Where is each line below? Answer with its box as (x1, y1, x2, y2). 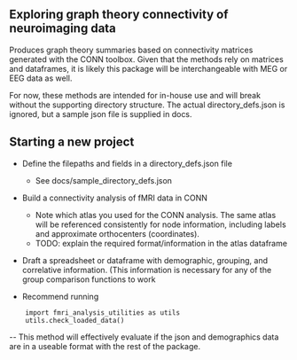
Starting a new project (9, 135, 135, 150)
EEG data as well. (9, 73, 73, 83)
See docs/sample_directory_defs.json (35, 175, 173, 185)
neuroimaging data (9, 21, 117, 36)
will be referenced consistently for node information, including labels (35, 219, 286, 230)
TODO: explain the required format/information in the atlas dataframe (35, 238, 288, 248)
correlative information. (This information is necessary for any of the (21, 264, 272, 275)
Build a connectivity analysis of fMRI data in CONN (21, 192, 208, 203)
